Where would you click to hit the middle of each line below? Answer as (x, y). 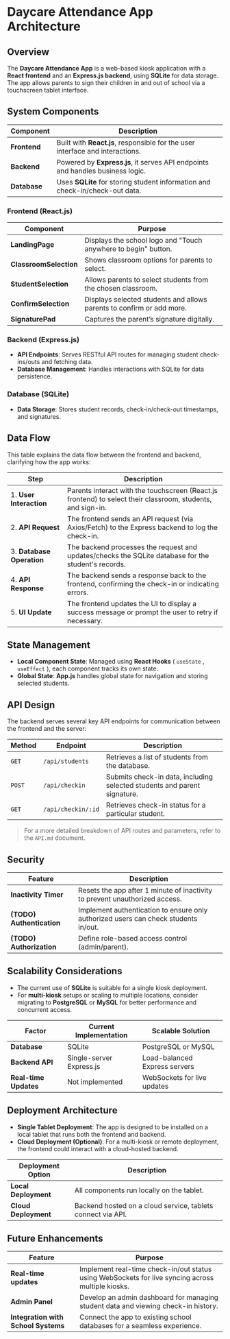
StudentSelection (39, 284)
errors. (78, 592)
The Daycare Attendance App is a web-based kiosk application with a (106, 68)
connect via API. (101, 1214)
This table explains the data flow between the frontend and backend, (104, 455)
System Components (53, 111)
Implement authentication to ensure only (143, 910)
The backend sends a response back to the (137, 575)
